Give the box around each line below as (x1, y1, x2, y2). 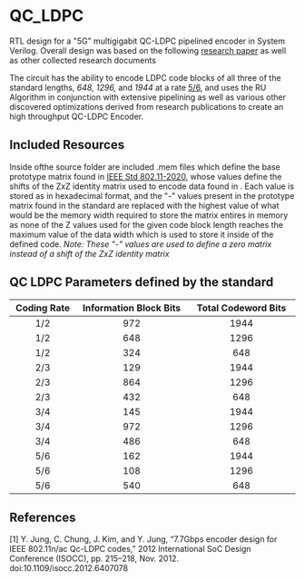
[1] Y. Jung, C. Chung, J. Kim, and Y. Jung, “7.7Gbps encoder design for (9, 534, 278, 545)
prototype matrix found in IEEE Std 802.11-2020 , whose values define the (9, 171, 282, 182)
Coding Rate (15, 301, 71, 314)
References (9, 509, 76, 525)
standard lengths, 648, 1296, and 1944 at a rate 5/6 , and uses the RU (9, 82, 267, 93)
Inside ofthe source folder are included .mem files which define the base (9, 161, 281, 172)
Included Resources (9, 137, 125, 153)
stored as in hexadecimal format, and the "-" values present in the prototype (9, 190, 295, 201)
